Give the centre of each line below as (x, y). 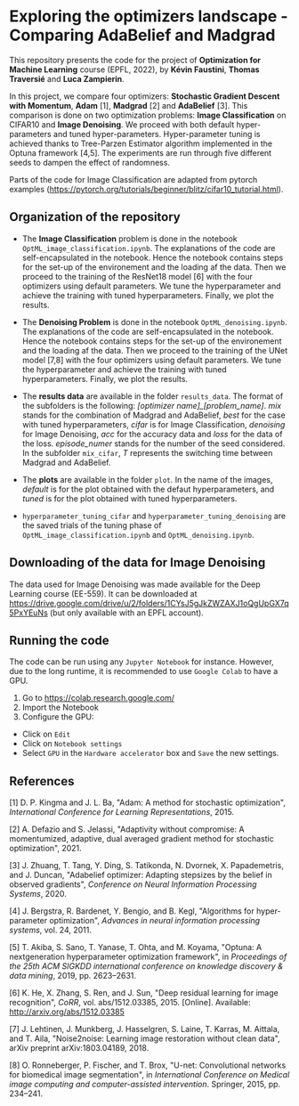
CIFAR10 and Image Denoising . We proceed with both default (122, 124)
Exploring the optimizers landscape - (149, 16)
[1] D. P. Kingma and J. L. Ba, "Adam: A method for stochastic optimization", (148, 802)
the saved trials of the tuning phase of (92, 525)
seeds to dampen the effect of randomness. (90, 162)
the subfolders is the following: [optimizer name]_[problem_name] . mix (152, 405)
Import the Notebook (61, 708)
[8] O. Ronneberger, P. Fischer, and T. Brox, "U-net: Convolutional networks (148, 1065)
